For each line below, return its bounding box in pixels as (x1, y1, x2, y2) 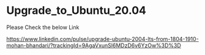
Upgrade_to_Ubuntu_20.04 (6, 4, 147, 18)
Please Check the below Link (6, 24, 80, 31)
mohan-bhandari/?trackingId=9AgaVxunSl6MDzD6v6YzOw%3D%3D (6, 42, 182, 49)
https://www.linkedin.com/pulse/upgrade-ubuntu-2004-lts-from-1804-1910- (6, 35, 199, 42)
